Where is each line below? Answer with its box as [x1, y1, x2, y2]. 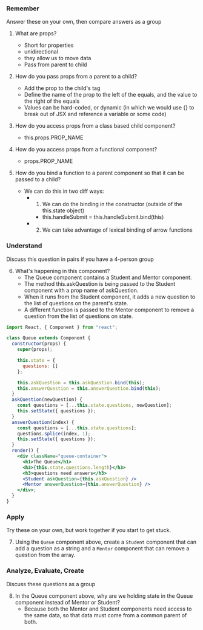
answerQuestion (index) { [12, 419, 75, 425]
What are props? [15, 30, 57, 37]
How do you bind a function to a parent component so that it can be [15, 169, 185, 177]
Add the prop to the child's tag [24, 85, 101, 92]
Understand [6, 241, 42, 250]
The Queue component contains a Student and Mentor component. [24, 274, 192, 281]
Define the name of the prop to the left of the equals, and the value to [24, 91, 198, 99]
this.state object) [42, 207, 85, 214]
